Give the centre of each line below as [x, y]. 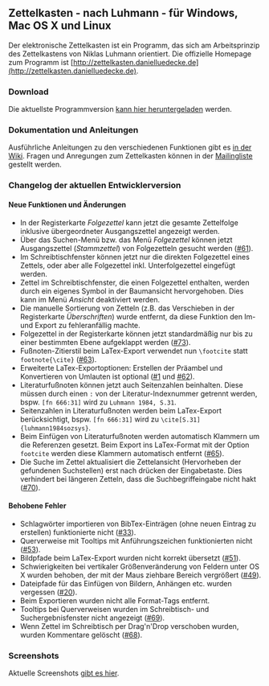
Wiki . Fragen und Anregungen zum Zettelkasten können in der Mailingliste [130, 156]
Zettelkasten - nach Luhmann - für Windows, [123, 13]
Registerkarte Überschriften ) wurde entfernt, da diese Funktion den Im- [138, 316]
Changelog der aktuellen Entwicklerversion [95, 186]
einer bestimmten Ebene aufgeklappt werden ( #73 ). [105, 342]
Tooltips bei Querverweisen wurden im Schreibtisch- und [114, 609]
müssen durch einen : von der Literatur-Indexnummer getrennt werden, [139, 393]
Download [29, 92]
